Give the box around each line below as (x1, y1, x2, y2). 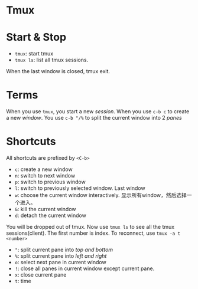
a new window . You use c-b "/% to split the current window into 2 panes (6, 114, 182, 121)
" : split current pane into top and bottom (14, 246, 113, 253)
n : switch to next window (14, 172, 76, 179)
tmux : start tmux (14, 50, 54, 57)
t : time (14, 278, 31, 284)
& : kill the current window (14, 206, 76, 212)
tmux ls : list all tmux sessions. (14, 57, 89, 64)
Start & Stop (6, 31, 67, 44)
